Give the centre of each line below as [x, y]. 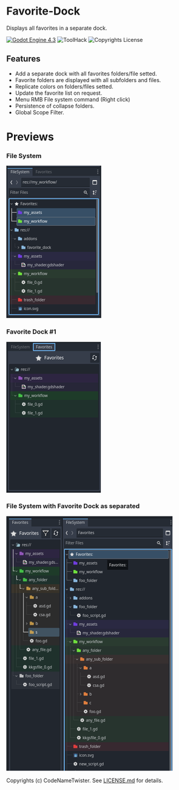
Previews [30, 136]
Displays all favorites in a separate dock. [57, 28]
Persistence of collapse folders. [55, 106]
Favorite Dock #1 [31, 332]
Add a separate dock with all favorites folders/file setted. [86, 74]
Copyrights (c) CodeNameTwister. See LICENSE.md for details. [85, 780]
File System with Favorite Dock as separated [73, 506]
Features [23, 59]
